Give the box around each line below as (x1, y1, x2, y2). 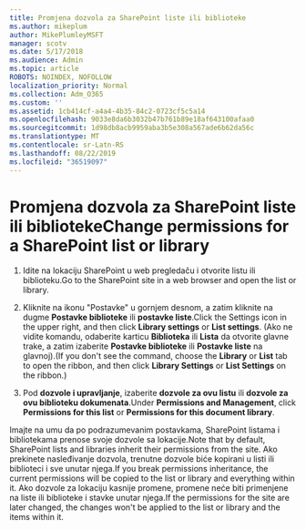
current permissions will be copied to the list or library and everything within (9, 473, 296, 484)
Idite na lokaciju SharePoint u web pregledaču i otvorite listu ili (22, 265, 256, 276)
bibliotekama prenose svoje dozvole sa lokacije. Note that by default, (9, 434, 266, 445)
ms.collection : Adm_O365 (9, 89, 104, 98)
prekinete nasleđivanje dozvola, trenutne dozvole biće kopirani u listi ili (9, 454, 275, 464)
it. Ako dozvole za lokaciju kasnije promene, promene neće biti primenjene (9, 483, 289, 494)
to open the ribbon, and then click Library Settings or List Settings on (22, 361, 287, 372)
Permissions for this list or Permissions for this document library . (22, 407, 275, 418)
